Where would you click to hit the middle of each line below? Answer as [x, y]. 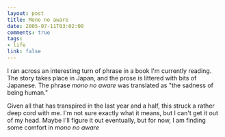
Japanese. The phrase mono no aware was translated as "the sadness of [110, 85]
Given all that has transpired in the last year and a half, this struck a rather [111, 106]
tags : [15, 39]
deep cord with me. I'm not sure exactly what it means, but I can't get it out [113, 112]
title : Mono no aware [38, 20]
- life [16, 45]
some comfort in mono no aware [53, 127]
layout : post [26, 13]
